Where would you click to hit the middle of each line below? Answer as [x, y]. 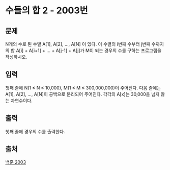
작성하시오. [16, 57]
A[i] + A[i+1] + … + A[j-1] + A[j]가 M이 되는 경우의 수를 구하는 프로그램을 [89, 51]
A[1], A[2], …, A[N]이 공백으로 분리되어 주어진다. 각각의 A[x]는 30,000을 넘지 [82, 94]
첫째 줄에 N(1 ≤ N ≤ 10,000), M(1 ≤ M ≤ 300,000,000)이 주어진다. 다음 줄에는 [83, 88]
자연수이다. [22, 101]
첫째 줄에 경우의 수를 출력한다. [35, 131]
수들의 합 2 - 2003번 [47, 10]
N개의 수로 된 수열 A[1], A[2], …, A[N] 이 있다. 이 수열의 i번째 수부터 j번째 [78, 44]
